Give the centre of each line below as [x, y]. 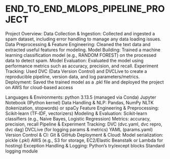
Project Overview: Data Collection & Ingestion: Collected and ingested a [80, 33]
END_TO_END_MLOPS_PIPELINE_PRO [85, 9]
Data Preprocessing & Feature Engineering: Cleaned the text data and [78, 44]
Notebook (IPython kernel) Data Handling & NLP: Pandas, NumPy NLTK [79, 102]
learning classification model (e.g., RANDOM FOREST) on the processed [81, 55]
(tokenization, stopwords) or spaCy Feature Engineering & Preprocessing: [82, 108]
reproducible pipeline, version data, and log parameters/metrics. [73, 76]
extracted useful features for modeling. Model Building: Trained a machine [83, 50]
